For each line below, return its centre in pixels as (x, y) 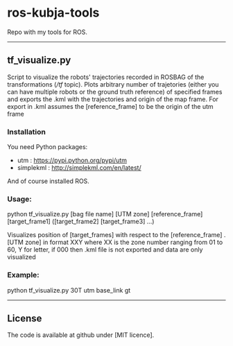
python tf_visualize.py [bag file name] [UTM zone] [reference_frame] (105, 214)
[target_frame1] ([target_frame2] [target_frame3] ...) (81, 222)
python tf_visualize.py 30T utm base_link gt (69, 290)
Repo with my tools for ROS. (48, 32)
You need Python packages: (48, 147)
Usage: (20, 199)
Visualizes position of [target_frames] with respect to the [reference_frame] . (116, 235)
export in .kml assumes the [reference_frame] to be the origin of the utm (110, 106)
